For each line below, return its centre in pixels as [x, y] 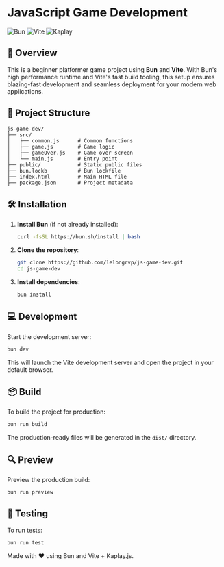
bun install [34, 294]
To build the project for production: [57, 412]
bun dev [18, 349]
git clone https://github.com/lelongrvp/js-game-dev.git [100, 263]
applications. [25, 91]
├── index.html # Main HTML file [67, 177]
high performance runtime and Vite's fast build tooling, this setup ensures [111, 77]
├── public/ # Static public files [75, 165]
